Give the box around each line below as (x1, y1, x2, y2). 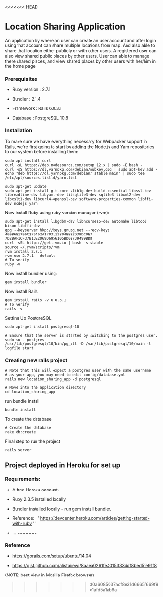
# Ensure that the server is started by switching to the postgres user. (5, 333, 158, 338)
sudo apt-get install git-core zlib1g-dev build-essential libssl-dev (5, 188, 151, 193)
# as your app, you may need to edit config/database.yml (5, 372, 125, 377)
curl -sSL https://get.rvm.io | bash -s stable (5, 240, 104, 245)
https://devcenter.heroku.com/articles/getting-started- (40, 515, 150, 521)
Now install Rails (5, 288, 38, 294)
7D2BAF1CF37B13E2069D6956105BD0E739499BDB (5, 236, 92, 241)
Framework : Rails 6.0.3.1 (12, 106, 62, 111)
